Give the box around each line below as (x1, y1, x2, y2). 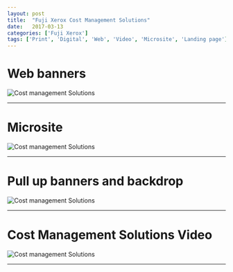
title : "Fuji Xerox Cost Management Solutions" (7, 17, 150, 24)
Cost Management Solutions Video (7, 227, 213, 243)
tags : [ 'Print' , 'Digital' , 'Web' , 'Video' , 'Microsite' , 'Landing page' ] (7, 36, 228, 43)
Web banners (7, 66, 87, 82)
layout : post (7, 10, 45, 17)
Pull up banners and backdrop (7, 173, 184, 189)
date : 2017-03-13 (7, 23, 64, 30)
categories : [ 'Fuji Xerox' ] (7, 29, 89, 37)
